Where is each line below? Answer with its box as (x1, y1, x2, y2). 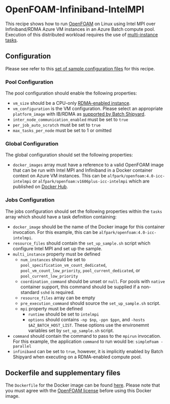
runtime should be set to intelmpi (28, 311, 99, 317)
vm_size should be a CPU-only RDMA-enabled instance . (12, 100, 131, 106)
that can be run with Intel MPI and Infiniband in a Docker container (12, 167, 153, 173)
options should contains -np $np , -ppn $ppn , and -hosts (28, 316, 145, 322)
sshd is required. (40, 289, 75, 295)
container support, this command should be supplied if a (20, 284, 140, 290)
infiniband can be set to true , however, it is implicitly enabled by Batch (12, 348, 163, 354)
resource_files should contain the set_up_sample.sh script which (12, 240, 151, 246)
